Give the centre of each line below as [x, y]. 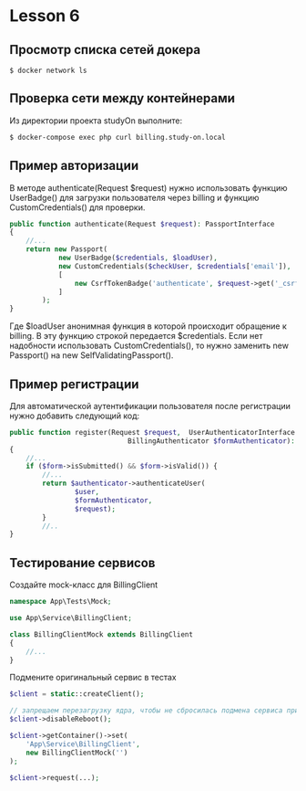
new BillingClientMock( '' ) [77, 753]
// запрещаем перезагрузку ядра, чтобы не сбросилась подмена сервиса [146, 711]
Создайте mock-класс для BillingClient [84, 585]
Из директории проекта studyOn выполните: [96, 121]
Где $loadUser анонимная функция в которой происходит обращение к [148, 326]
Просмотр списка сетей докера [105, 50]
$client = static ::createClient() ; [77, 694]
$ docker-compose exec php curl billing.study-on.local [117, 137]
